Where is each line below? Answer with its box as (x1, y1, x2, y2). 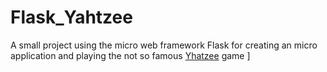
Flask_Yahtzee (10, 6, 133, 29)
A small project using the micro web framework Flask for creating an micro (10, 39, 318, 51)
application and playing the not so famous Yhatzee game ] (10, 49, 251, 61)
